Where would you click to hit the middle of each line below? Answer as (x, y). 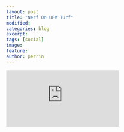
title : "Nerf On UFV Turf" (40, 17)
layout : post (22, 12)
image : (14, 46)
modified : (19, 23)
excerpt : (17, 34)
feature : (17, 51)
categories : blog (28, 28)
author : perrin (25, 56)
